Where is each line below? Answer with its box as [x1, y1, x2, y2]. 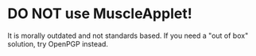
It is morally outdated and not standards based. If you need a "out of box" [7, 31, 249, 40]
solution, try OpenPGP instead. [7, 39, 109, 48]
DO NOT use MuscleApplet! [7, 5, 192, 23]
